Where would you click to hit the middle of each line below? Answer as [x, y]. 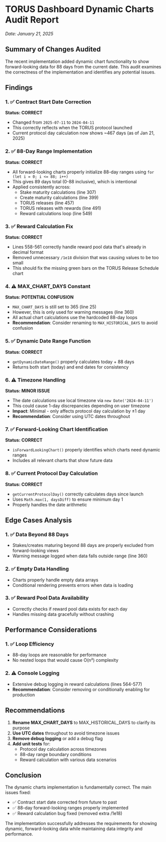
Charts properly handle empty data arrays [55, 580]
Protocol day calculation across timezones [63, 749]
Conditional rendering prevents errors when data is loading [73, 585]
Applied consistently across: [41, 187]
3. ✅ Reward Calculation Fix [39, 226]
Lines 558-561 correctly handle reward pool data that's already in [79, 247]
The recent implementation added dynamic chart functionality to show [77, 61]
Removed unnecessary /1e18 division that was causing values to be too [85, 258]
